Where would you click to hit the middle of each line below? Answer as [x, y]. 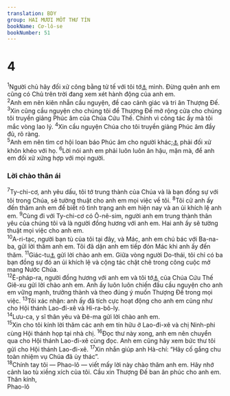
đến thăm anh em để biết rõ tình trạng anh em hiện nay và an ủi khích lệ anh [114, 207]
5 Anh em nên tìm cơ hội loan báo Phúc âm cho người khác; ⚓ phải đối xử [109, 141]
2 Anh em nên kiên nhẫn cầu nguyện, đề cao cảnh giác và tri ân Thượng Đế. [114, 102]
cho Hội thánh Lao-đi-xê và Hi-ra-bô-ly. [64, 308]
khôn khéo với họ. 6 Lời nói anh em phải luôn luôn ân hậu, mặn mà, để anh [111, 150]
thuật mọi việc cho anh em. [46, 231]
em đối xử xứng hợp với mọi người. [56, 158]
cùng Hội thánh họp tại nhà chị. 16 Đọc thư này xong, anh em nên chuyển [109, 333]
